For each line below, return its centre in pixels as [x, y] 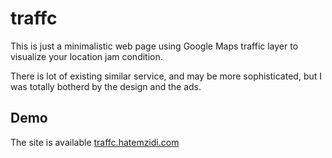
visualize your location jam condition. [86, 56]
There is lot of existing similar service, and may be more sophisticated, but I [166, 76]
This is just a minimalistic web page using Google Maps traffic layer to [154, 46]
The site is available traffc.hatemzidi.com [95, 142]
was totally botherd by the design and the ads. [106, 86]
